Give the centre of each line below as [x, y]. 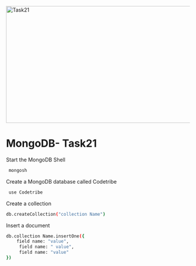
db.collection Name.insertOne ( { [45, 236]
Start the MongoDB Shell [36, 160]
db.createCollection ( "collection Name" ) [56, 214]
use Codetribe [26, 192]
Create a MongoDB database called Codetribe [62, 181]
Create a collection [29, 203]
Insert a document [28, 225]
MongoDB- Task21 [52, 144]
